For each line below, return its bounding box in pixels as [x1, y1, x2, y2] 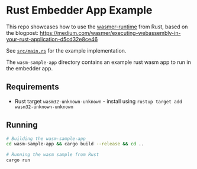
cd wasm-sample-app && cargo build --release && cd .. [6, 141, 144, 147]
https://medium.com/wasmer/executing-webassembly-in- [39, 29, 181, 36]
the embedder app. [6, 64, 53, 71]
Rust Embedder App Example [6, 4, 153, 17]
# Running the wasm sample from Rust [6, 152, 99, 158]
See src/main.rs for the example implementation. [6, 47, 127, 54]
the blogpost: [6, 29, 38, 36]
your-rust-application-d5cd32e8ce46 [6, 35, 98, 43]
